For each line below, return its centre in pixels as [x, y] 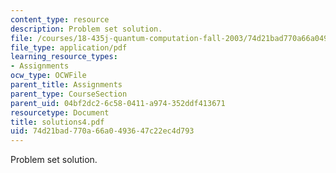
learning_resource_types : [64, 57]
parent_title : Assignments [66, 85]
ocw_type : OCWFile [48, 76]
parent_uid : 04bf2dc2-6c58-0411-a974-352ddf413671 [118, 103]
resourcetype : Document [60, 112]
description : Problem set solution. [86, 29]
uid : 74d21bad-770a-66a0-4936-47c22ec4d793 [102, 131]
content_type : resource [60, 19]
